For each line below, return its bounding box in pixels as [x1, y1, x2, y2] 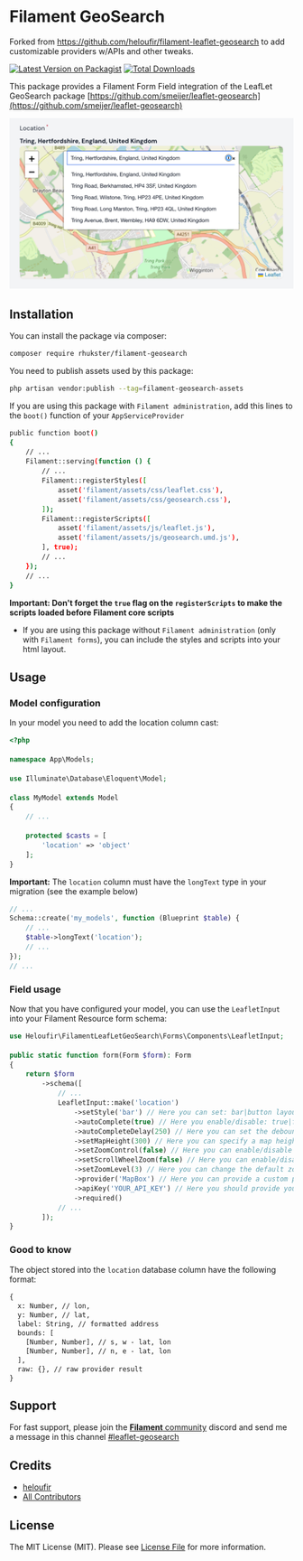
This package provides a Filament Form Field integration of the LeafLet [9, 80, 273, 91]
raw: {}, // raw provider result [17, 1364, 143, 1374]
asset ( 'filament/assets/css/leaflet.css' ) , [57, 485, 224, 494]
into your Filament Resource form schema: [9, 1013, 168, 1024]
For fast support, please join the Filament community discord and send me [9, 1422, 288, 1433]
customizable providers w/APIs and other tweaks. [9, 45, 194, 56]
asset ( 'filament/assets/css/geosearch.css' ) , [57, 495, 232, 504]
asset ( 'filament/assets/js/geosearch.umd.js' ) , [57, 533, 241, 543]
